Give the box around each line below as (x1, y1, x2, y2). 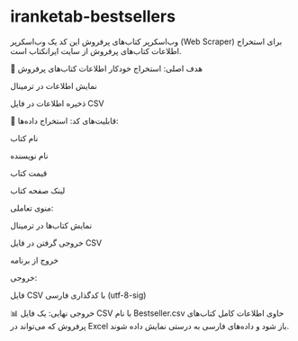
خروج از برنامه (10, 255, 59, 265)
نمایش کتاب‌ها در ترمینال (10, 220, 93, 230)
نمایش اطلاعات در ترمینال (10, 80, 97, 91)
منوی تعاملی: (10, 202, 54, 213)
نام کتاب (10, 132, 39, 143)
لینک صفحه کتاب (10, 184, 66, 195)
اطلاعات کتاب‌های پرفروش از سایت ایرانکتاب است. (10, 45, 183, 56)
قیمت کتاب (10, 167, 48, 178)
